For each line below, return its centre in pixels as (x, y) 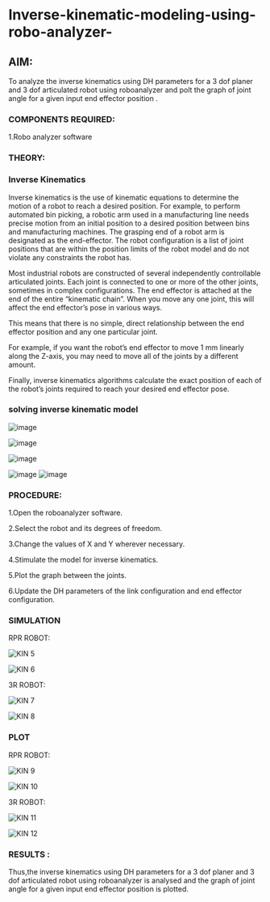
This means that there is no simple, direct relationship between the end (126, 323)
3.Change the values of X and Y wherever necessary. (97, 544)
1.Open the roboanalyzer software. (66, 513)
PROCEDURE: (35, 495)
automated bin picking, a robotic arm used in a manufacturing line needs (129, 214)
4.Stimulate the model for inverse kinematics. (83, 560)
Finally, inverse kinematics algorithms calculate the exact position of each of (135, 380)
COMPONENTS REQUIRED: (62, 119)
